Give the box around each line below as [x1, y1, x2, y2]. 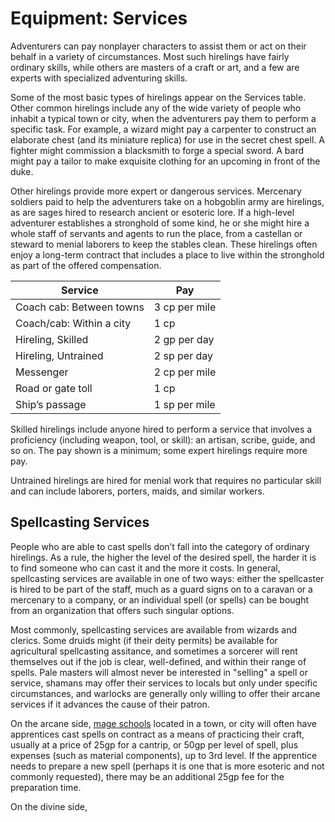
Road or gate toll [15, 381, 93, 395]
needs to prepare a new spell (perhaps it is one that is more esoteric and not [10, 760, 325, 772]
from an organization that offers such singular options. [10, 604, 235, 616]
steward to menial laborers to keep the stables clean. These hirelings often [10, 238, 318, 250]
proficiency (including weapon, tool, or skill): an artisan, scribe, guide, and [10, 433, 316, 446]
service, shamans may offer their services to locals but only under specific [10, 677, 318, 689]
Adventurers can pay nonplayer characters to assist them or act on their [10, 40, 307, 52]
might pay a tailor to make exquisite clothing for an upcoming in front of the [10, 155, 321, 167]
